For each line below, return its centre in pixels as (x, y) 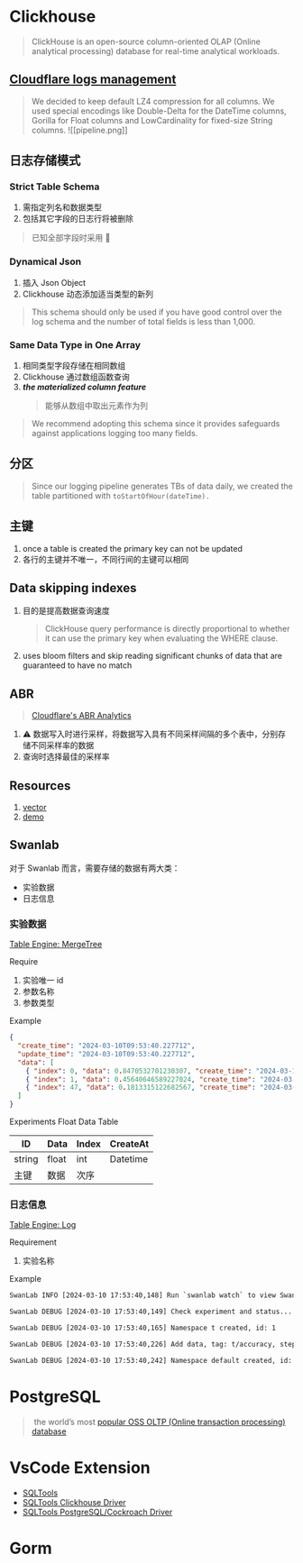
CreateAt (129, 1144)
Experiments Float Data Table (64, 1122)
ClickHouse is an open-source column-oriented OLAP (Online (146, 41)
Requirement (33, 1242)
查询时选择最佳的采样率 (66, 757)
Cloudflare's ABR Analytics (82, 716)
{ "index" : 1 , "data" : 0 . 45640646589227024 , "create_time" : (141, 1079)
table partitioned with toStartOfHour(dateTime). (120, 495)
